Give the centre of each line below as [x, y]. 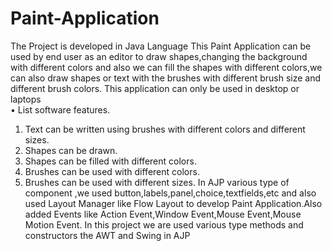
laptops [26, 99]
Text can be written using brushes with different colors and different [165, 129]
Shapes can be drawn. [71, 150]
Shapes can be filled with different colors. [110, 161]
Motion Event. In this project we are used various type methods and [164, 224]
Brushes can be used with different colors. [112, 171]
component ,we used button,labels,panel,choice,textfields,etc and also [170, 193]
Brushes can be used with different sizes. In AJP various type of [157, 182]
